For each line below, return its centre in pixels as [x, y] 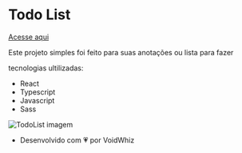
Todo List [40, 15]
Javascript [37, 100]
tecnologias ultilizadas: [46, 68]
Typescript [38, 92]
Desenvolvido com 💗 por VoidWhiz [77, 140]
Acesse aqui [29, 37]
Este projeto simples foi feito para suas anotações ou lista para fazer [121, 52]
